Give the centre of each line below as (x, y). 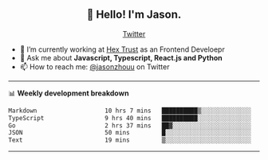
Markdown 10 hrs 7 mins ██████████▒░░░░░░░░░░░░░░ (130, 111)
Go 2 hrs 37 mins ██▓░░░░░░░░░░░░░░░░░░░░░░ (130, 125)
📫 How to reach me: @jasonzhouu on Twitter (95, 66)
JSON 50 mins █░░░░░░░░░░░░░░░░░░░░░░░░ (130, 133)
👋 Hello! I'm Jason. (134, 15)
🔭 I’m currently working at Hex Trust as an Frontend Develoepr (122, 49)
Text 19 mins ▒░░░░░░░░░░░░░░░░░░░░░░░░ (130, 140)
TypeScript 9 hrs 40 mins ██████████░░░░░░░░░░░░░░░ (130, 118)
